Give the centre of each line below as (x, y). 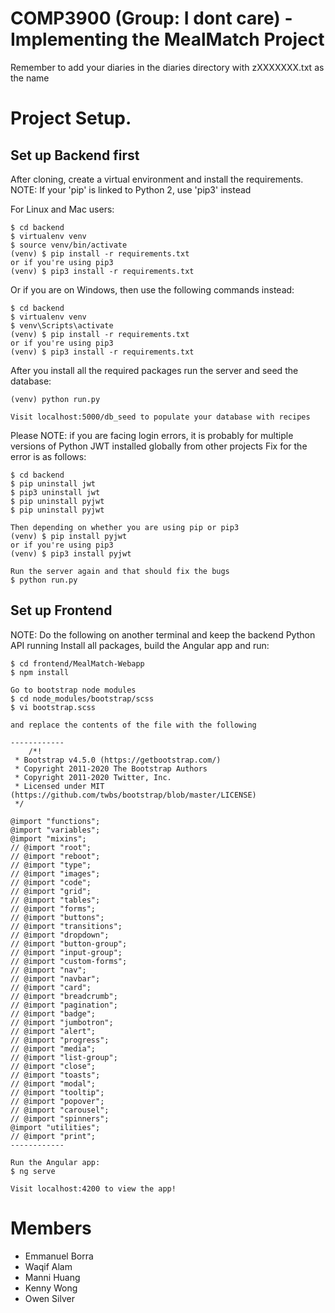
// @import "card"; (51, 987)
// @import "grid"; (51, 891)
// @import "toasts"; (55, 1075)
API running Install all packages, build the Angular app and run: (140, 645)
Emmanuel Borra (59, 1256)
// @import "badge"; (53, 1013)
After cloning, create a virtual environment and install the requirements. (157, 179)
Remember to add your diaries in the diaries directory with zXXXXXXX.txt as (167, 67)
